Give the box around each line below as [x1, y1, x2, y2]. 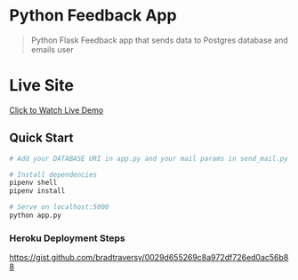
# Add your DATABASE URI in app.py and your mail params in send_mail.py [9, 154, 289, 163]
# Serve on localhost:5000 [9, 203, 109, 212]
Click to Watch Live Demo [9, 104, 104, 116]
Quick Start [9, 131, 74, 146]
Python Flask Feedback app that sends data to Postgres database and [30, 35, 289, 45]
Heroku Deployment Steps [9, 232, 126, 244]
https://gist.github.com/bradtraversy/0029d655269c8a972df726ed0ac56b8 [9, 252, 289, 263]
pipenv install [9, 187, 66, 196]
